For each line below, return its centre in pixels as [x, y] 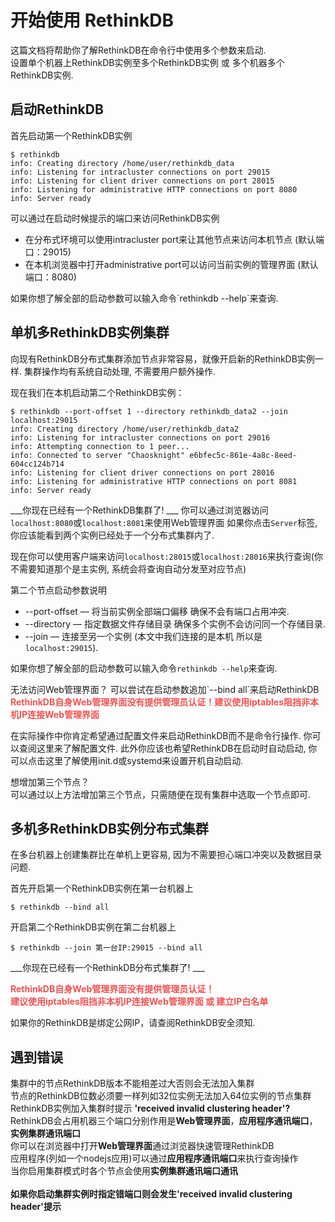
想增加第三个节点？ [50, 782]
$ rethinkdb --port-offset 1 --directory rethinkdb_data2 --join [149, 411]
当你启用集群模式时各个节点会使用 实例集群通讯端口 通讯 [124, 1171]
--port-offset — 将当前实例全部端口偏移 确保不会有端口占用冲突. [157, 611]
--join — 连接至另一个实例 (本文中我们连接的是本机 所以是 [143, 636]
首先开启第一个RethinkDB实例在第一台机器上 [102, 888]
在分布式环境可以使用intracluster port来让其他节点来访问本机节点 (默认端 [174, 239]
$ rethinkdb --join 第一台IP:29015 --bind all [106, 948]
